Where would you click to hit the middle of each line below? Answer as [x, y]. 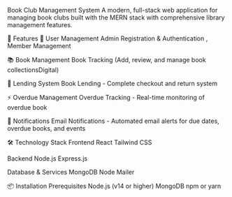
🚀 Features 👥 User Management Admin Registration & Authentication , [108, 38]
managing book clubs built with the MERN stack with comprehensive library [116, 17]
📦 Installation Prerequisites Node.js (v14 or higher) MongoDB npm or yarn [114, 186]
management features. [40, 25]
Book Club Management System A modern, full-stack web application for [113, 10]
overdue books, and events [46, 128]
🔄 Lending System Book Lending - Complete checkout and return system [113, 83]
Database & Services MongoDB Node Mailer [71, 172]
